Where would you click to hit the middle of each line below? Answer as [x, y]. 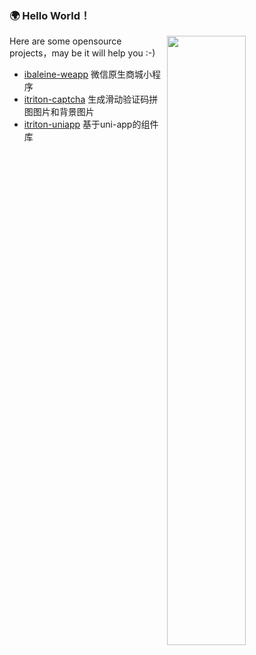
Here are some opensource [65, 41]
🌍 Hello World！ [50, 15]
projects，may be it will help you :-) [82, 53]
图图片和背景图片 [59, 112]
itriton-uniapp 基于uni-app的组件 [91, 124]
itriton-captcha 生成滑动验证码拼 [91, 99]
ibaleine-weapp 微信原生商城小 [88, 74]
